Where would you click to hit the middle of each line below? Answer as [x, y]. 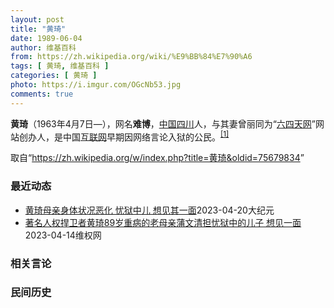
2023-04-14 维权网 [63, 235]
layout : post [37, 19]
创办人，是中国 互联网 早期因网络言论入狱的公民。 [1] [124, 136]
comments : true [42, 94]
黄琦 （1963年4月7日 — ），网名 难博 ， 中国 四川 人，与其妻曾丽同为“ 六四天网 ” [163, 123]
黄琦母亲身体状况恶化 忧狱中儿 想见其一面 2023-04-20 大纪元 [149, 210]
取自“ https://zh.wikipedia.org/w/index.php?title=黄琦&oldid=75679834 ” [157, 158]
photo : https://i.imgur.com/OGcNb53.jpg [96, 85]
